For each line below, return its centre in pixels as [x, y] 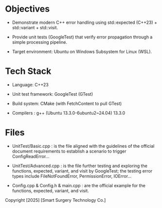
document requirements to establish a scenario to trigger [69, 151]
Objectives [27, 9]
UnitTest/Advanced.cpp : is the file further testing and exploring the [80, 166]
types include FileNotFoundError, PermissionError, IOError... [72, 176]
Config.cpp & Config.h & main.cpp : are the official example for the [79, 185]
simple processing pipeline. [39, 42]
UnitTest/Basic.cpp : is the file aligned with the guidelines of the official [83, 146]
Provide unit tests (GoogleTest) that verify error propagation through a [82, 37]
